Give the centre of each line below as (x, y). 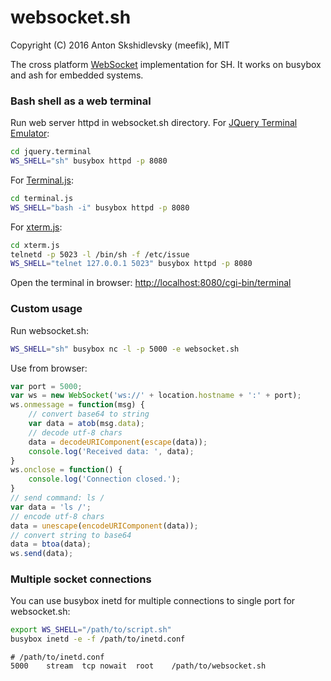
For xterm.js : (36, 227)
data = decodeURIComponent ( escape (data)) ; (118, 442)
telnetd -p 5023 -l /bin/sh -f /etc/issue (100, 254)
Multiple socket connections (81, 579)
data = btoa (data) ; (51, 544)
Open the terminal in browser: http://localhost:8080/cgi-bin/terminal (151, 283)
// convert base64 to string (89, 414)
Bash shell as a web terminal (81, 101)
